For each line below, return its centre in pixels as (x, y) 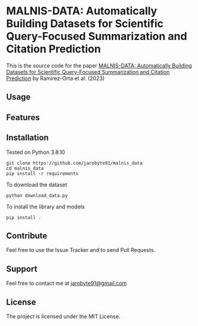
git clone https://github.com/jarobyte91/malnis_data (75, 163)
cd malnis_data (25, 168)
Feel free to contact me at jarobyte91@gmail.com (66, 283)
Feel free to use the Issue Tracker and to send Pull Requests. (81, 250)
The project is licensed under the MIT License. (63, 316)
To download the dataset (37, 184)
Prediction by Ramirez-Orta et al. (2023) (55, 78)
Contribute (27, 236)
